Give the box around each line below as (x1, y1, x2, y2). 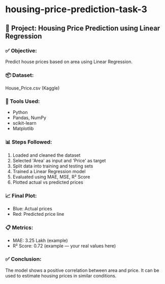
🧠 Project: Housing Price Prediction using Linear (5, 24, 160, 33)
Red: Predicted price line (12, 211, 64, 217)
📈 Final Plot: (5, 192, 37, 199)
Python (12, 109, 28, 116)
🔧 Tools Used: (5, 98, 40, 105)
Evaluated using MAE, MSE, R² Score (12, 174, 90, 180)
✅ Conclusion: (5, 255, 42, 263)
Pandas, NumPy (12, 115, 47, 121)
